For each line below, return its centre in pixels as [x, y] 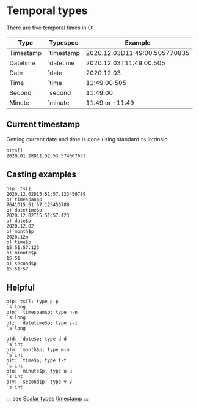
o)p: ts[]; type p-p [33, 302]
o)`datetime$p [24, 210]
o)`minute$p [21, 253]
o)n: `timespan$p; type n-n [42, 313]
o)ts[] [15, 150]
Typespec [63, 42]
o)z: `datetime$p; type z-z [42, 323]
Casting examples [41, 175]
